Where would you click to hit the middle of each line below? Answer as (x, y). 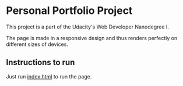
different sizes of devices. (37, 44)
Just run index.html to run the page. (49, 76)
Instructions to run (41, 62)
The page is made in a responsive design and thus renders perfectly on (92, 38)
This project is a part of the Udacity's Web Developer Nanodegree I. (87, 27)
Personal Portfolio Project (69, 11)
